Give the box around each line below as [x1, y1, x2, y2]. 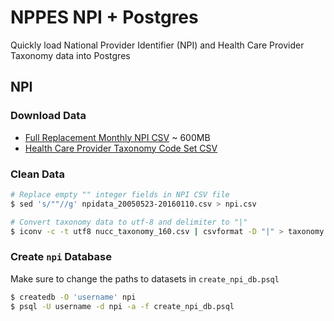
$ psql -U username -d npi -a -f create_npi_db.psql [10, 301, 235, 311]
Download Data [10, 109, 87, 123]
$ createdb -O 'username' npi [10, 292, 137, 302]
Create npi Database [10, 250, 112, 264]
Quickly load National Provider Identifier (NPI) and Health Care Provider [10, 39, 305, 51]
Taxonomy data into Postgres [10, 49, 131, 61]
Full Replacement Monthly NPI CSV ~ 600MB [24, 131, 211, 143]
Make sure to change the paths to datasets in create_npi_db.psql [10, 272, 280, 285]
